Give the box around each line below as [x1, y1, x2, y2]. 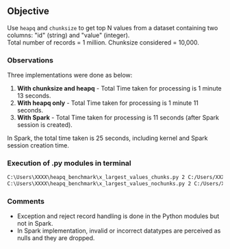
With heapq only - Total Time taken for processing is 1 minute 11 [16, 99, 199, 107]
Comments [7, 197, 44, 206]
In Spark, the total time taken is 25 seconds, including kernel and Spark [7, 134, 208, 143]
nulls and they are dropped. [16, 234, 95, 242]
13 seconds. [16, 92, 51, 100]
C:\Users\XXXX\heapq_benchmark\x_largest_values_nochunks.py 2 [7, 180, 192, 187]
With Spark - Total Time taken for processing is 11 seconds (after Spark [16, 113, 220, 122]
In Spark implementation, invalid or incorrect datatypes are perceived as [16, 226, 221, 235]
